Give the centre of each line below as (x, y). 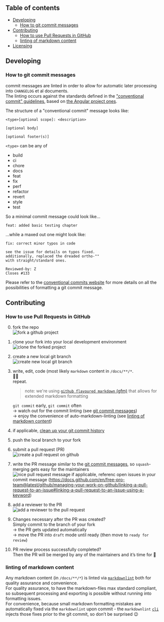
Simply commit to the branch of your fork (54, 524)
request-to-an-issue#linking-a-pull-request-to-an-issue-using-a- (78, 490)
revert (18, 197)
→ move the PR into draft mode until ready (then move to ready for (81, 535)
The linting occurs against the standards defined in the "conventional (75, 96)
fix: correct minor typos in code (41, 243)
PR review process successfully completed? (57, 550)
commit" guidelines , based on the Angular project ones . (61, 101)
